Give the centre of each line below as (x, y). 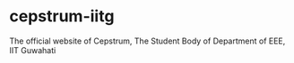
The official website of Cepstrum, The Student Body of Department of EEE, (147, 41)
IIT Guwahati (33, 50)
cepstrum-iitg (62, 16)
